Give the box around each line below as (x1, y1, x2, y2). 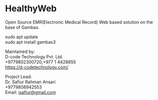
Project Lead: (5, 74, 32, 79)
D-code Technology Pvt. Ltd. (5, 53, 64, 59)
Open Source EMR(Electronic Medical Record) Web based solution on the (5, 19, 153, 25)
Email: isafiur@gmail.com (5, 89, 56, 95)
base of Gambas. (5, 24, 40, 30)
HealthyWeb (5, 3, 57, 14)
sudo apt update (5, 34, 38, 40)
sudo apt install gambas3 (5, 39, 56, 45)
